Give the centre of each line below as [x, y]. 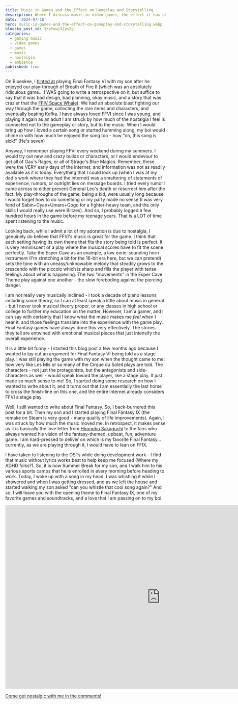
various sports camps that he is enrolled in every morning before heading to [85, 471]
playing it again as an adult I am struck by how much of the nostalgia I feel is [85, 119]
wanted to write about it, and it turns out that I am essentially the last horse [84, 386]
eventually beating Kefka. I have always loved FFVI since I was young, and [83, 114]
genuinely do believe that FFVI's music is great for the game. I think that [81, 237]
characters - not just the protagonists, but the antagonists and [70, 370]
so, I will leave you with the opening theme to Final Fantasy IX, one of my [81, 493]
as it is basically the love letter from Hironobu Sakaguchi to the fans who [81, 429]
